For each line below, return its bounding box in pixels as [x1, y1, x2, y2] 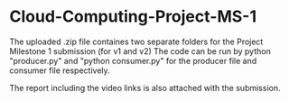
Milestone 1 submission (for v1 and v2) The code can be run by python [9, 45, 271, 56]
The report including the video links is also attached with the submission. [9, 82, 281, 93]
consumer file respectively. [9, 65, 110, 76]
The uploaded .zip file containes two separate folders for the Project [9, 36, 264, 47]
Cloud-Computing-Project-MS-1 [9, 6, 257, 27]
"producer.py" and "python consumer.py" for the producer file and [9, 55, 257, 66]
